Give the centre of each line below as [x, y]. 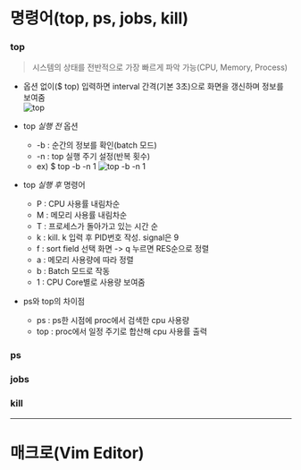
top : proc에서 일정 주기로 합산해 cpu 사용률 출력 [122, 331]
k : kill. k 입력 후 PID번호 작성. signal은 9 [108, 237]
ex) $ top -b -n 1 [66, 167]
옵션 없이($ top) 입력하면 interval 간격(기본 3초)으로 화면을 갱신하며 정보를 [153, 87]
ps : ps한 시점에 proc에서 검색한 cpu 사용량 [113, 320]
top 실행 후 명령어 [54, 185]
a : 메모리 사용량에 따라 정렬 [85, 260]
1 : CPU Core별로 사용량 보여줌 [91, 282]
